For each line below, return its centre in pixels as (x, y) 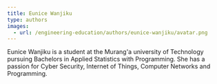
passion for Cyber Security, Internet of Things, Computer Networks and (109, 66)
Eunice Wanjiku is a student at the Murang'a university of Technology (106, 52)
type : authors (28, 20)
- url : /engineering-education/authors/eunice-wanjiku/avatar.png (111, 32)
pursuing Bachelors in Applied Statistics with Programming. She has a (106, 59)
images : (18, 26)
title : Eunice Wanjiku (40, 13)
